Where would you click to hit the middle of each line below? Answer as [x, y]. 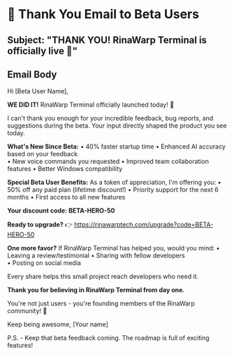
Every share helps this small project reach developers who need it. [103, 277]
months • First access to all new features [66, 197]
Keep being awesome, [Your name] [58, 324]
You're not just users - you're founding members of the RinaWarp [101, 303]
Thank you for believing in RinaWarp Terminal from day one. [96, 290]
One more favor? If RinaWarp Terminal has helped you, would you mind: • [114, 248]
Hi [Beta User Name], [38, 91]
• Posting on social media [44, 263]
